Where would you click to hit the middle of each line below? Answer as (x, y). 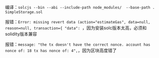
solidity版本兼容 (21, 34)
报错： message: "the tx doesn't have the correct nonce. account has (78, 44)
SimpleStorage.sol (24, 12)
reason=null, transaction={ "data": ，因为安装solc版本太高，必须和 (76, 28)
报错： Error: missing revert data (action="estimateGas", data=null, (78, 22)
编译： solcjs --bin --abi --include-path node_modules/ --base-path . (80, 7)
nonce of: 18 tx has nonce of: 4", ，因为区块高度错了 (61, 50)
